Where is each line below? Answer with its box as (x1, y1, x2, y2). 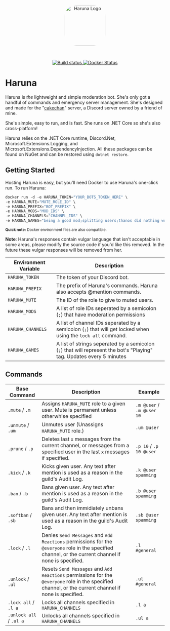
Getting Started (5, 166, 55, 175)
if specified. (41, 454, 70, 461)
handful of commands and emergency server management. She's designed (5, 99, 163, 105)
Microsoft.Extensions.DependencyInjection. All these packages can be (5, 146, 153, 152)
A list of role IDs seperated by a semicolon (56, 305, 157, 311)
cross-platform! (5, 125, 38, 131)
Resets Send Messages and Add (41, 565, 112, 572)
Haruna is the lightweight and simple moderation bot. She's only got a (5, 94, 151, 100)
